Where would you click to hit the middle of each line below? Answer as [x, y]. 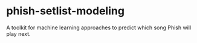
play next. [19, 33]
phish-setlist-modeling [66, 11]
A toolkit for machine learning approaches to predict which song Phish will [99, 27]
